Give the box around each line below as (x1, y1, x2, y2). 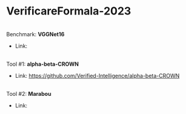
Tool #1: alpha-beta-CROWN (6, 60, 79, 68)
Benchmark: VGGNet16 (6, 30, 65, 37)
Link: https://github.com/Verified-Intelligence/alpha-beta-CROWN (15, 72, 180, 79)
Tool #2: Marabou (6, 90, 51, 97)
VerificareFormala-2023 (6, 4, 131, 18)
